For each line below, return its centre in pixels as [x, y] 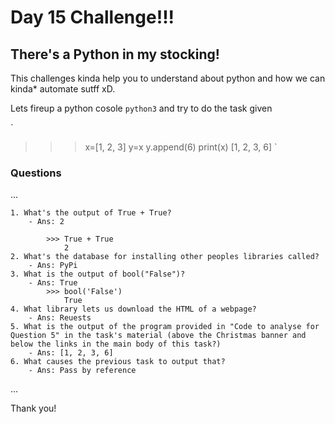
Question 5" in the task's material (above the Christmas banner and [158, 336]
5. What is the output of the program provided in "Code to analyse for [165, 327]
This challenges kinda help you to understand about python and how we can [168, 78]
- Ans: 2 [46, 222]
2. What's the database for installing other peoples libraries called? [165, 257]
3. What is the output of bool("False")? [98, 274]
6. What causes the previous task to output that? [118, 362]
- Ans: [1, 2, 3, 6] [71, 353]
